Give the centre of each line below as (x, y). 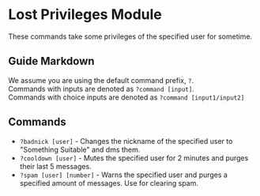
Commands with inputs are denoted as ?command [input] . (102, 89)
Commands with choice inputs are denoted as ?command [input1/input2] (126, 97)
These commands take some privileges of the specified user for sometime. (130, 36)
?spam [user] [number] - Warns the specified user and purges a (123, 175)
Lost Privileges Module (85, 15)
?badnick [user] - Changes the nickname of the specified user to (126, 141)
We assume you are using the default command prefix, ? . (101, 80)
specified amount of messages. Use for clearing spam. (109, 183)
